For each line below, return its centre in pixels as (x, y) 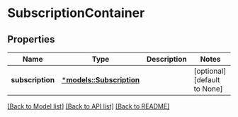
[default (207, 80)
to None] (208, 89)
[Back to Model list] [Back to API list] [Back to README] (89, 106)
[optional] (210, 71)
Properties (31, 39)
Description (166, 59)
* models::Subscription (101, 80)
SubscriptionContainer (76, 13)
